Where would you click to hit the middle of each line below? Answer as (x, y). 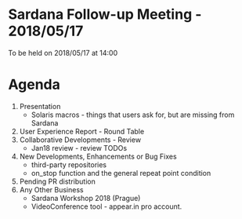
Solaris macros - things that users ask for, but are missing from (133, 115)
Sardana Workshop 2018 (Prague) (86, 198)
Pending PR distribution (57, 181)
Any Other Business (51, 189)
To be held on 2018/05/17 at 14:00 (63, 53)
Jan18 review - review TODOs (79, 148)
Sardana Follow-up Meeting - (105, 15)
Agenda (34, 85)
